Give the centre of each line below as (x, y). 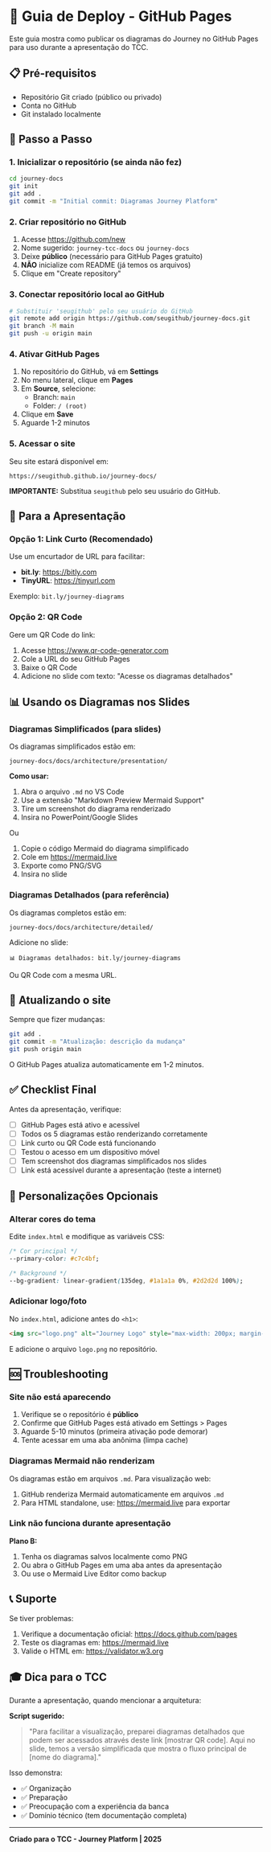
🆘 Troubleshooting (59, 1374)
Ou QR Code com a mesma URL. (63, 975)
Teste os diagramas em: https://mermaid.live (95, 1642)
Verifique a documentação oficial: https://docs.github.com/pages (129, 1634)
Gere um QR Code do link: (52, 634)
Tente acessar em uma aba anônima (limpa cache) (104, 1440)
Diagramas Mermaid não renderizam (82, 1461)
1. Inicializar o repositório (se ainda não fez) (96, 162)
